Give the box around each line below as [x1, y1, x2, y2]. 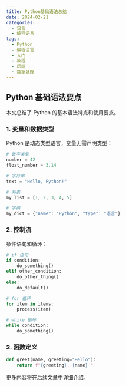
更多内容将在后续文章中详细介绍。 [6, 374, 89, 381]
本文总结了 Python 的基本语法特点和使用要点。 [6, 109, 120, 116]
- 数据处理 [11, 69, 35, 75]
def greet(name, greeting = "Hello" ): [6, 357, 96, 363]
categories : [6, 19, 35, 25]
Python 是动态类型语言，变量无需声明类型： [6, 140, 113, 147]
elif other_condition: [6, 269, 62, 275]
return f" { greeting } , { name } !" [16, 362, 94, 368]
